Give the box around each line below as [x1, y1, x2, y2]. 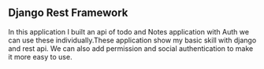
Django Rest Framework [8, 6, 128, 20]
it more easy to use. [8, 52, 73, 61]
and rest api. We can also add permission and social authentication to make [8, 43, 254, 53]
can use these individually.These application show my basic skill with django [8, 35, 257, 45]
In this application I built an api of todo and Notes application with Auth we [8, 27, 250, 36]
